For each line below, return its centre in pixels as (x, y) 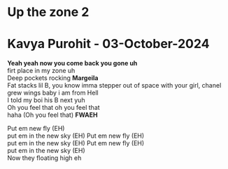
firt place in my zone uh (41, 71)
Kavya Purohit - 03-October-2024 (108, 44)
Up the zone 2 (48, 12)
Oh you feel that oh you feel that (54, 108)
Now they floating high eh (44, 158)
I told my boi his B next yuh (46, 100)
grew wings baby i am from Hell (53, 93)
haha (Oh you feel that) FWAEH (52, 115)
